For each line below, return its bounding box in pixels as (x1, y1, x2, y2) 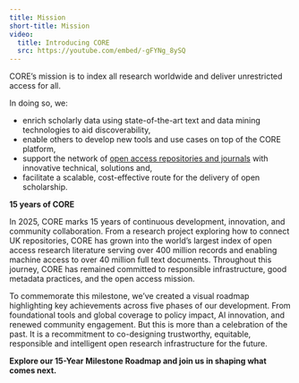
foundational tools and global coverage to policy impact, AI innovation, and (9, 310, 285, 320)
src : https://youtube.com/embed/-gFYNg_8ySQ (17, 47, 186, 55)
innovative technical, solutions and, (21, 163, 153, 174)
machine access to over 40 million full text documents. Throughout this (9, 254, 272, 265)
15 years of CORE (9, 199, 75, 210)
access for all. (9, 81, 61, 91)
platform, (21, 144, 56, 155)
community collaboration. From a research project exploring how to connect (9, 226, 290, 237)
